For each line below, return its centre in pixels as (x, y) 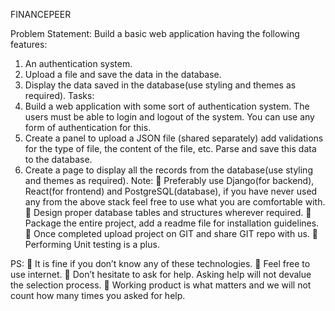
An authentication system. (78, 63)
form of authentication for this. (88, 127)
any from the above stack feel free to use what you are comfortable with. (175, 202)
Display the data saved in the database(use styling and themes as (160, 85)
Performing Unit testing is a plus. (92, 244)
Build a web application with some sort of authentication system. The (167, 106)
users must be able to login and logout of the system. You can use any (169, 117)
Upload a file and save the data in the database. (123, 74)
